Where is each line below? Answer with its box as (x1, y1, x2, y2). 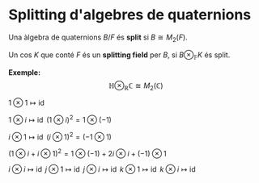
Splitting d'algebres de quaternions (8, 6, 252, 24)
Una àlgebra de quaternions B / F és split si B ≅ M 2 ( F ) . (8, 32, 188, 44)
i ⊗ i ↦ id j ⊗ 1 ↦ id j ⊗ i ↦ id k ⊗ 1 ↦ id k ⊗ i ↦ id (8, 164, 196, 174)
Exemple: (8, 67, 41, 77)
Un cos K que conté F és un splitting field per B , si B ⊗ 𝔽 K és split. (8, 50, 231, 61)
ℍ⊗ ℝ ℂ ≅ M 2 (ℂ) (108, 81, 163, 92)
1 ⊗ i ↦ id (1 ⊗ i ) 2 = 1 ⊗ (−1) (8, 114, 112, 124)
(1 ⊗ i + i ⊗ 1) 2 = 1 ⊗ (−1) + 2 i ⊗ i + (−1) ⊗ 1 (8, 148, 168, 159)
